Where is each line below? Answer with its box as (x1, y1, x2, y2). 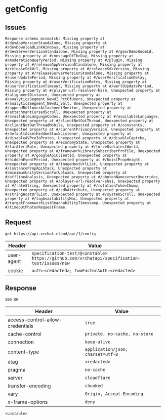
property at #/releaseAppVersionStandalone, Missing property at (5, 62, 142, 67)
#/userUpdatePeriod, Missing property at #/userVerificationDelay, (5, 75, 147, 80)
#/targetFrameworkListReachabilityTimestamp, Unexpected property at (5, 201, 152, 206)
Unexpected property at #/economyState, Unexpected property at (5, 140, 140, 145)
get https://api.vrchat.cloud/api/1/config (5, 231, 96, 236)
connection (7, 338, 34, 345)
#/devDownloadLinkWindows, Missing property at (5, 45, 105, 50)
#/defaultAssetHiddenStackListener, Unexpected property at (5, 131, 132, 136)
